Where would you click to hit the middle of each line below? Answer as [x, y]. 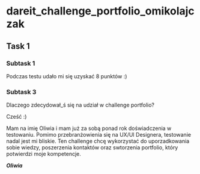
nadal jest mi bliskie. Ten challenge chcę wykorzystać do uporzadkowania [98, 141]
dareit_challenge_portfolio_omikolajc [101, 11]
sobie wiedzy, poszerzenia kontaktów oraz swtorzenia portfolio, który [92, 148]
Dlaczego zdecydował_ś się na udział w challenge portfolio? [80, 105]
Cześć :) [17, 117]
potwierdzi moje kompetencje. [44, 154]
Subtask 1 [21, 63]
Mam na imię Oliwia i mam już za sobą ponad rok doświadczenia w [89, 128]
